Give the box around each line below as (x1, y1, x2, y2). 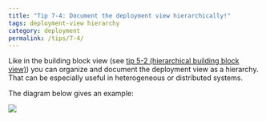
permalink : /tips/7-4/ (8, 34, 84, 42)
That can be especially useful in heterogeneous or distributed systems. (8, 73, 243, 83)
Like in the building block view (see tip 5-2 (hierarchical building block (8, 56, 240, 66)
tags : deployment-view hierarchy (8, 19, 120, 27)
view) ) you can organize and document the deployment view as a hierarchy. (8, 65, 259, 75)
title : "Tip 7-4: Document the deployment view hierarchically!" (8, 11, 231, 20)
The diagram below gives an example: (8, 89, 134, 99)
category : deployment (8, 26, 81, 34)
